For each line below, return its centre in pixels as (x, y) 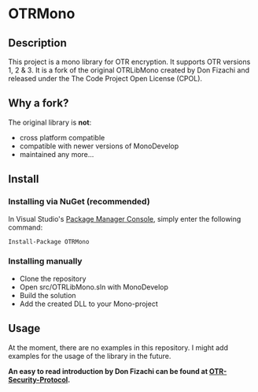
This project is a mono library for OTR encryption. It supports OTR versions (129, 62)
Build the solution (48, 295)
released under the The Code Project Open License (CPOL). (105, 78)
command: (26, 227)
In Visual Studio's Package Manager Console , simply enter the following (125, 218)
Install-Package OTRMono (49, 241)
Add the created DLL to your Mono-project (89, 304)
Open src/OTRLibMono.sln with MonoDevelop (94, 287)
